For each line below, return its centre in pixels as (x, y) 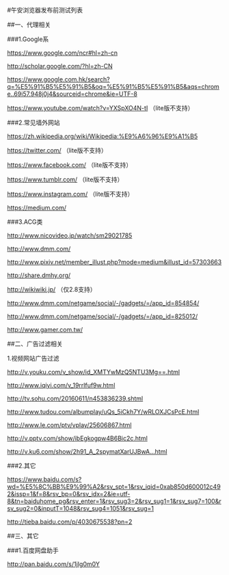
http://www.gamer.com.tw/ (45, 330)
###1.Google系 (28, 39)
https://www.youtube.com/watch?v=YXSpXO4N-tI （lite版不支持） (100, 108)
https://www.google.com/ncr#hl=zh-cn (63, 53)
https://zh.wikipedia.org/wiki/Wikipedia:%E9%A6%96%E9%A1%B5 (103, 136)
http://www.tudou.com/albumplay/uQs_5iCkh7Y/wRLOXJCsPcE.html (103, 412)
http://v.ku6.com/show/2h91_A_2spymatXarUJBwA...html (87, 451)
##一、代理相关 (29, 25)
